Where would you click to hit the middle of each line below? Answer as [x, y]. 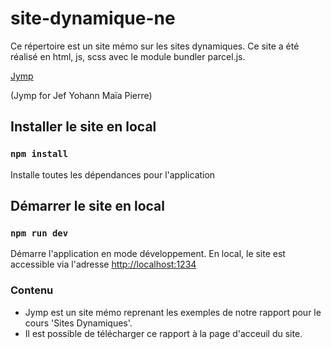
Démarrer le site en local [87, 206]
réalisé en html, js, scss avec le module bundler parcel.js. [128, 56]
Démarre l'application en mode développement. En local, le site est [148, 254]
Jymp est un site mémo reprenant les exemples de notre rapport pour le [173, 312]
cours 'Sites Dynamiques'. [78, 323]
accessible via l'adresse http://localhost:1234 [103, 264]
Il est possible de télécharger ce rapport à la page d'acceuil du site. [163, 333]
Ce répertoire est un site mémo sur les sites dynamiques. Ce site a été [155, 46]
